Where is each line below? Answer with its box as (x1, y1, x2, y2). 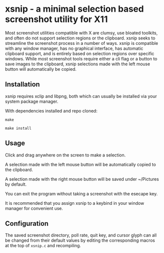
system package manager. (5, 98, 59, 104)
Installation (5, 80, 40, 89)
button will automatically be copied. (5, 66, 77, 72)
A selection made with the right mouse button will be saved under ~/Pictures (5, 176, 159, 182)
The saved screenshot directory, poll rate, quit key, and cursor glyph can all (5, 233, 157, 238)
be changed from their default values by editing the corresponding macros (5, 237, 155, 243)
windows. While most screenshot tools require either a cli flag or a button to (5, 56, 158, 61)
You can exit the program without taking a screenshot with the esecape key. (5, 191, 158, 196)
